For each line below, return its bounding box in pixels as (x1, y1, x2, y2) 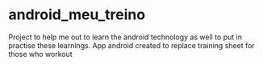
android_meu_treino (8, 6, 146, 24)
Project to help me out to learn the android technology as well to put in (8, 32, 242, 42)
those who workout (8, 49, 73, 59)
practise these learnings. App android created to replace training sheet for (8, 40, 256, 50)
